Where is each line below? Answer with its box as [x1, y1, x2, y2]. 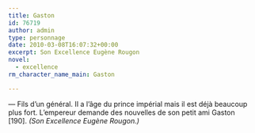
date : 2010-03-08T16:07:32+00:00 [8, 41, 119, 49]
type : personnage [8, 33, 66, 42]
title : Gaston [8, 11, 55, 20]
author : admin [8, 26, 55, 34]
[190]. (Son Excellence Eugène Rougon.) [8, 116, 140, 125]
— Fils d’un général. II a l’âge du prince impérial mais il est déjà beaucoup [8, 99, 248, 108]
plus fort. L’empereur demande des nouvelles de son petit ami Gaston [8, 108, 235, 117]
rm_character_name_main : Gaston [8, 70, 115, 78]
